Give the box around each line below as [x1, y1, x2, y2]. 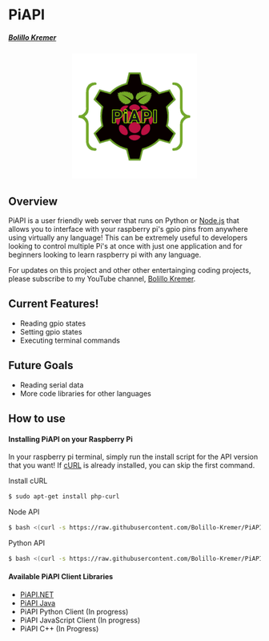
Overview [8, 194, 58, 208]
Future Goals [8, 359, 74, 372]
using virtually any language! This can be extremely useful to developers [8, 233, 248, 242]
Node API [8, 507, 40, 517]
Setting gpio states [19, 327, 82, 336]
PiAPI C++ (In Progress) [19, 624, 99, 634]
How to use [8, 412, 66, 425]
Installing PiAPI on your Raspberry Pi [8, 434, 134, 444]
